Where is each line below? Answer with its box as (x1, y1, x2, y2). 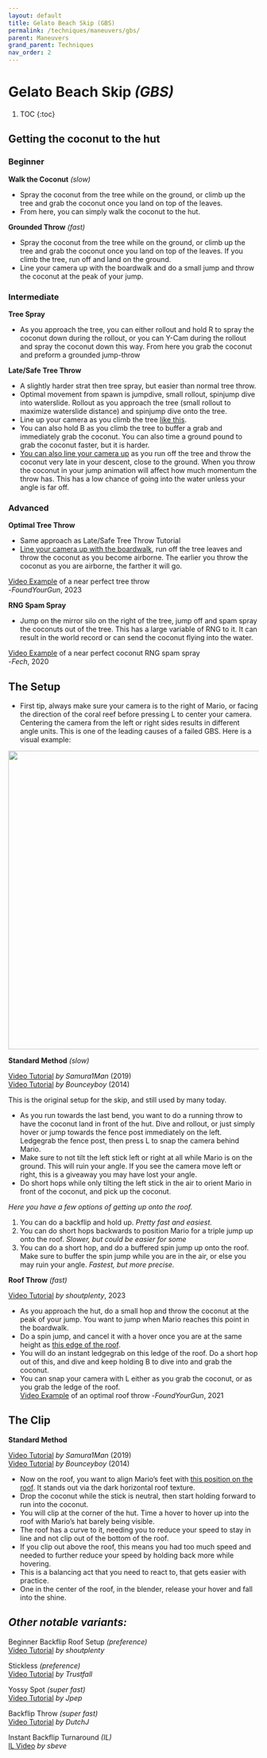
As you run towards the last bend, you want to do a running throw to (19, 1111, 243, 1120)
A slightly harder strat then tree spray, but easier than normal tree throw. (19, 381, 257, 390)
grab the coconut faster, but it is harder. (19, 439, 150, 450)
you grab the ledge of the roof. (19, 1382, 121, 1392)
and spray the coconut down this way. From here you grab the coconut (19, 342, 253, 351)
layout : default (8, 11, 62, 20)
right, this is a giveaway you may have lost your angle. (19, 1170, 197, 1179)
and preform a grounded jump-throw (19, 350, 141, 359)
